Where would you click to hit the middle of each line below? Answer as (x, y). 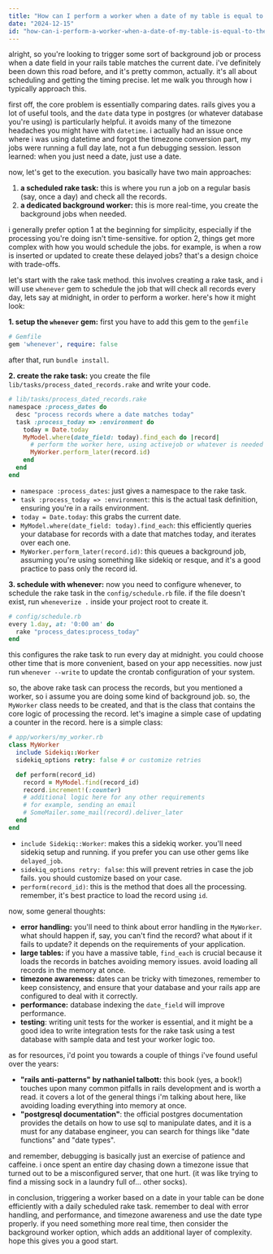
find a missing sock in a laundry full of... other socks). (98, 1182)
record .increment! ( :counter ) (72, 790)
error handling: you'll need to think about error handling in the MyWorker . (141, 927)
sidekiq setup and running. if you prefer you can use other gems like (134, 852)
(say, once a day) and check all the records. (93, 197)
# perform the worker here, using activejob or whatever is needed (147, 445)
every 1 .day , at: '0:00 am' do (61, 624)
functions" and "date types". (68, 1140)
